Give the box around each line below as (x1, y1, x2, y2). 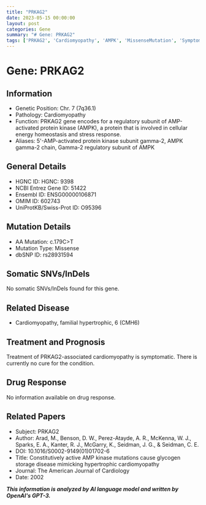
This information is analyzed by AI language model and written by (6, 485, 179, 493)
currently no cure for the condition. (6, 360, 95, 367)
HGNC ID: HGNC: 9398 (15, 177, 74, 185)
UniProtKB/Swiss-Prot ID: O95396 (15, 204, 102, 211)
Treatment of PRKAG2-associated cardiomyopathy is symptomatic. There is (6, 353, 197, 361)
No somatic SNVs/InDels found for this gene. (6, 285, 120, 292)
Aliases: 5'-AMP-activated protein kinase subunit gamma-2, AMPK (15, 137, 183, 144)
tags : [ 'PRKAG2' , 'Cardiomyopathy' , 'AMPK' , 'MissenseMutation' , (6, 37, 177, 44)
